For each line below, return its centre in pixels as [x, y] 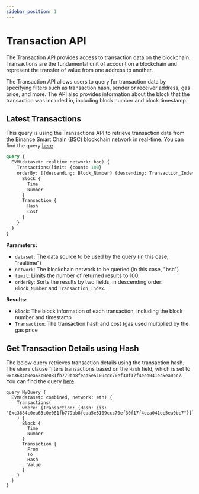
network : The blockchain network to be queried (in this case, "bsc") [97, 269]
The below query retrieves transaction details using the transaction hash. [95, 363]
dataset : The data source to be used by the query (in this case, [92, 256]
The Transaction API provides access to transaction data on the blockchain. [98, 57]
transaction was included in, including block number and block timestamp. [97, 100]
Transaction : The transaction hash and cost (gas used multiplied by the [102, 323]
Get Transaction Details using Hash [73, 348]
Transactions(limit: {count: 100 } [59, 168]
